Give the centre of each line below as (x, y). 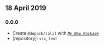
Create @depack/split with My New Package (55, 33)
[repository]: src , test (35, 38)
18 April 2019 (26, 8)
